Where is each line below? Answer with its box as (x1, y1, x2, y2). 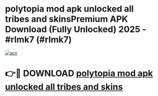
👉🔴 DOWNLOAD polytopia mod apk (5, 68, 153, 79)
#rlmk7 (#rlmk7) (5, 34, 72, 45)
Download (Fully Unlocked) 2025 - (5, 24, 147, 35)
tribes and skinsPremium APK (5, 14, 128, 25)
